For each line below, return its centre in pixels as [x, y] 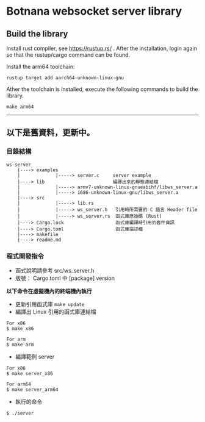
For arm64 [19, 384]
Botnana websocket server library [94, 11]
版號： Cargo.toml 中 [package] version [65, 278]
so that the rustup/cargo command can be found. [68, 55]
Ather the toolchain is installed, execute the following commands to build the [102, 89]
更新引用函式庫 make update [50, 304]
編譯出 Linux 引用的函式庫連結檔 [56, 312]
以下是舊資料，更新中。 [50, 133]
